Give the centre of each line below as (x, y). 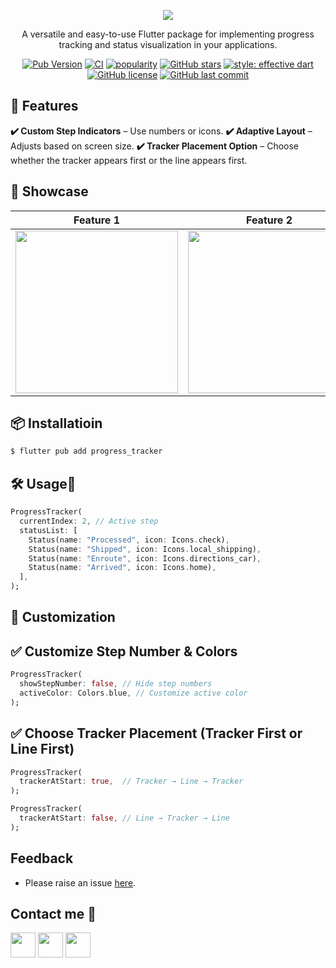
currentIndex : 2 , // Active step (89, 521)
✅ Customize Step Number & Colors (124, 651)
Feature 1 (97, 220)
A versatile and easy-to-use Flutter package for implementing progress (168, 34)
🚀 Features (44, 106)
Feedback (42, 858)
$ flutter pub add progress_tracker (86, 451)
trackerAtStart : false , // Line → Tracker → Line (124, 818)
